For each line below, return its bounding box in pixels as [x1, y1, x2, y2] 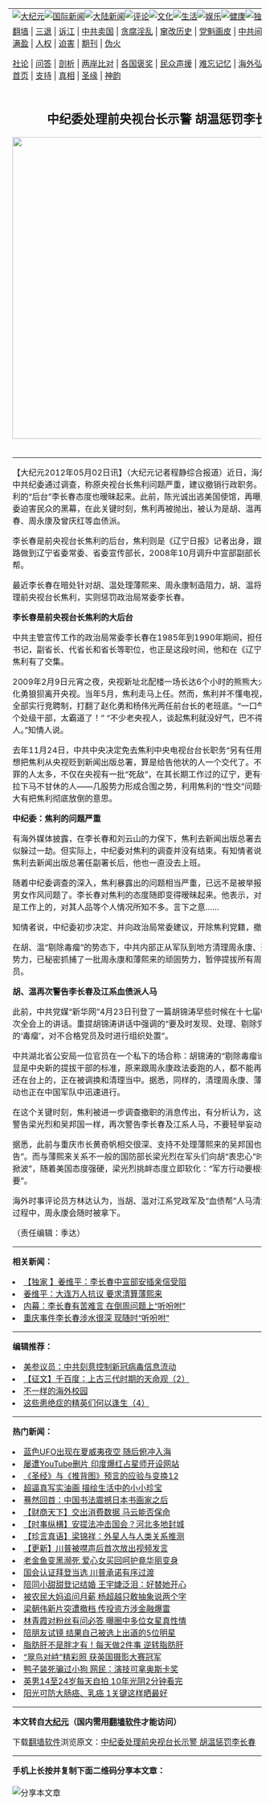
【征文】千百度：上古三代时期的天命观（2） [23, 1373, 190, 1384]
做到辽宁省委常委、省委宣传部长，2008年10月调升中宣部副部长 [20, 547, 261, 558]
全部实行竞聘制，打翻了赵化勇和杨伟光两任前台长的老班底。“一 [12, 700, 250, 711]
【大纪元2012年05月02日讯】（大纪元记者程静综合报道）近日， [12, 467, 252, 478]
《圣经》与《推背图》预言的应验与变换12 [23, 1470, 179, 1482]
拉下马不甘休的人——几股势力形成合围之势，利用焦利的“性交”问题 [12, 781, 261, 792]
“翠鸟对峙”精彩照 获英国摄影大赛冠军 [23, 1651, 162, 1663]
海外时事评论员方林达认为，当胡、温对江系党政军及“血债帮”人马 [12, 1195, 253, 1206]
